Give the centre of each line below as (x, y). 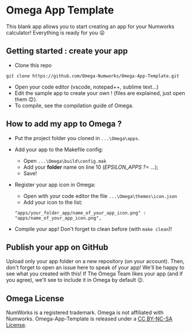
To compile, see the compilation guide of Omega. (74, 105)
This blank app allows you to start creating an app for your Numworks (90, 26)
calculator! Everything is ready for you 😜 (56, 32)
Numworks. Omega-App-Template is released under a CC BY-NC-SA (89, 319)
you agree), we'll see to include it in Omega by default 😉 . (75, 280)
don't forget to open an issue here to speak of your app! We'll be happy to (95, 268)
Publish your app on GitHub (57, 247)
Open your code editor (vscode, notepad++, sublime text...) (86, 87)
